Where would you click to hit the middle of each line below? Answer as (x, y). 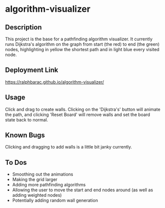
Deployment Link (32, 70)
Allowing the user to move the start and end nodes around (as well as (83, 190)
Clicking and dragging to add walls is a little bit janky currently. (68, 147)
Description (23, 27)
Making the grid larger (35, 179)
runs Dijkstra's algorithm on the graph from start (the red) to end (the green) (82, 44)
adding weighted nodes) (37, 195)
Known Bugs (25, 135)
